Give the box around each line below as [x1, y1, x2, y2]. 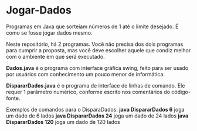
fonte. [6, 95, 21, 102]
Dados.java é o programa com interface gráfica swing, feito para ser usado [6, 64, 189, 71]
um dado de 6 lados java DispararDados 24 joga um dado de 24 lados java [6, 112, 189, 119]
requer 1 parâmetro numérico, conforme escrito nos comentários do [6, 88, 171, 95]
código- [171, 88, 191, 95]
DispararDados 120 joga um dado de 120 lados [6, 118, 120, 125]
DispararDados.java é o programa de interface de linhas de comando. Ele [6, 82, 185, 89]
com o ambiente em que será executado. [6, 53, 106, 60]
